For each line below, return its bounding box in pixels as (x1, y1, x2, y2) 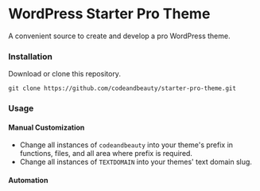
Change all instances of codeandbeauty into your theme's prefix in (19, 140, 233, 150)
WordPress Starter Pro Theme (8, 5, 211, 23)
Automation (8, 175, 49, 185)
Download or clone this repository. (8, 69, 122, 79)
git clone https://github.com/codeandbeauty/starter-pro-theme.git (8, 84, 237, 92)
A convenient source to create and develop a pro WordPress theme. (8, 31, 231, 41)
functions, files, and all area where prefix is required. (19, 149, 193, 158)
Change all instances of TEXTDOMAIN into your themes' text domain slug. (19, 157, 253, 167)
